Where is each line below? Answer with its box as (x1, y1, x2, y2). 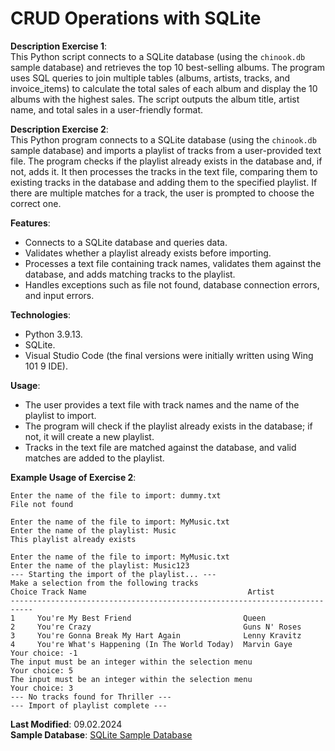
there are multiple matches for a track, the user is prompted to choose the (10, 187, 315, 199)
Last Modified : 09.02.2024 (10, 718, 123, 730)
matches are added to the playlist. (24, 452, 165, 464)
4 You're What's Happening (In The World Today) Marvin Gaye (10, 639, 293, 649)
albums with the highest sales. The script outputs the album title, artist (10, 93, 300, 105)
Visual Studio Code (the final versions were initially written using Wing (24, 349, 314, 361)
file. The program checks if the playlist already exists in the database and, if (10, 155, 323, 167)
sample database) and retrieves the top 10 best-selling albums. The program (10, 61, 326, 73)
